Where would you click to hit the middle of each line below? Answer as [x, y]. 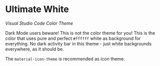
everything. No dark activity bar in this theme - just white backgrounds [78, 43]
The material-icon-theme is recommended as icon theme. [65, 58]
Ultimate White [37, 9]
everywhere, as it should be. [35, 49]
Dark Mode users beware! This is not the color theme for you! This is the [80, 33]
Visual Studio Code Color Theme [39, 23]
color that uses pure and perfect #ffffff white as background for [73, 38]
